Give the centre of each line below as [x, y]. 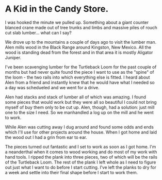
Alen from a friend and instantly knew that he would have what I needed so [80, 82]
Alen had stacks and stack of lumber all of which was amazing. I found [76, 97]
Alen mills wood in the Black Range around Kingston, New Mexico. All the [78, 47]
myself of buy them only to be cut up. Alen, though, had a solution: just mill [80, 107]
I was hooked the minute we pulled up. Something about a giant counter [77, 22]
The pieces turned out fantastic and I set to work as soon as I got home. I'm [81, 147]
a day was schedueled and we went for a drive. [52, 87]
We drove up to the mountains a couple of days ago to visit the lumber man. [81, 42]
